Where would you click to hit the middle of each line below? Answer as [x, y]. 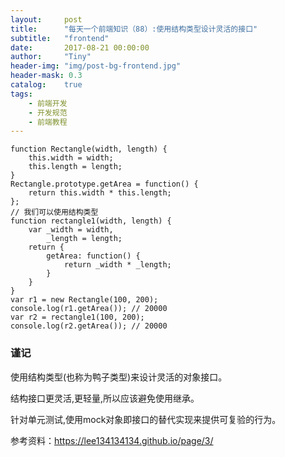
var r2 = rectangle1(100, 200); [77, 317]
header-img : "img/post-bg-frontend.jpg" [96, 66]
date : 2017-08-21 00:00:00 [80, 47]
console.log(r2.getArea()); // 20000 [89, 326]
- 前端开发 [48, 103]
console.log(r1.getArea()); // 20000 [89, 309]
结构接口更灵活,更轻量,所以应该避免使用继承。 [105, 398]
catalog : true [46, 85]
